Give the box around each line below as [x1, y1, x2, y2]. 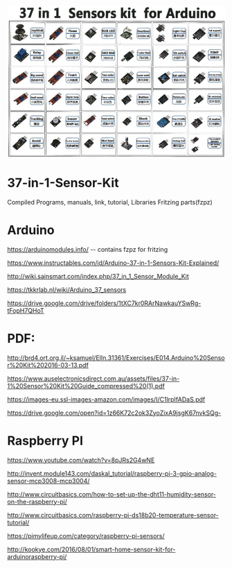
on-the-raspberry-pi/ [7, 497, 68, 506]
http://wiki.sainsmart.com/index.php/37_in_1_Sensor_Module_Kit [7, 272, 189, 280]
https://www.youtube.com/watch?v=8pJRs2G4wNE [7, 456, 155, 464]
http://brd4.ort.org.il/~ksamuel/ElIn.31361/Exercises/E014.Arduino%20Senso [7, 353, 225, 362]
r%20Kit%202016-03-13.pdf [7, 361, 89, 369]
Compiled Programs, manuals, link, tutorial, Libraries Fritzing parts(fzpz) [7, 198, 213, 206]
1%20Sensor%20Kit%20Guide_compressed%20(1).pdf [7, 381, 165, 390]
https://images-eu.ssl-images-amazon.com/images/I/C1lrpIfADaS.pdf [7, 395, 206, 404]
